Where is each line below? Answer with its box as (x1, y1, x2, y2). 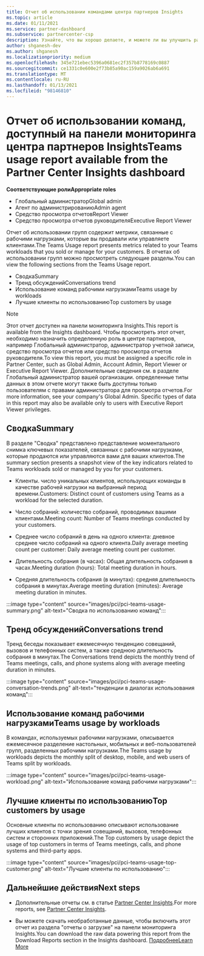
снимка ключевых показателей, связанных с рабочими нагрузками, (6, 446, 184, 453)
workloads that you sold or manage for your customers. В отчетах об (6, 248, 180, 255)
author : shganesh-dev (6, 43, 61, 49)
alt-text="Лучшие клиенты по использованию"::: (44, 866, 170, 873)
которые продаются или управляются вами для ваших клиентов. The (6, 452, 185, 459)
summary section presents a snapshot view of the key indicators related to (6, 459, 193, 466)
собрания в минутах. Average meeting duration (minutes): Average (15, 582, 183, 589)
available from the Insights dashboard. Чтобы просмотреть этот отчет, (6, 328, 186, 336)
